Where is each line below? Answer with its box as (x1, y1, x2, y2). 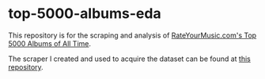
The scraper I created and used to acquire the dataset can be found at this (8, 54, 251, 63)
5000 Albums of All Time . (8, 38, 92, 48)
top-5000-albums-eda (8, 5, 161, 23)
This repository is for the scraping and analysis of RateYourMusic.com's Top (8, 31, 257, 40)
